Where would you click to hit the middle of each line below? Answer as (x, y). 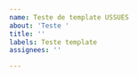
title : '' (28, 34)
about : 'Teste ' (39, 26)
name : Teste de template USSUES (69, 17)
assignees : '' (36, 50)
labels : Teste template (53, 42)
